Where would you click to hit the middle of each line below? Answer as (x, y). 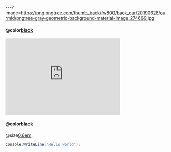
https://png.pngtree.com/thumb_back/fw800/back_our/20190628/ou (93, 13)
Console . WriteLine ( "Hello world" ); (43, 145)
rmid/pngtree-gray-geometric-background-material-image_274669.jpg (80, 18)
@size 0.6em (18, 135)
